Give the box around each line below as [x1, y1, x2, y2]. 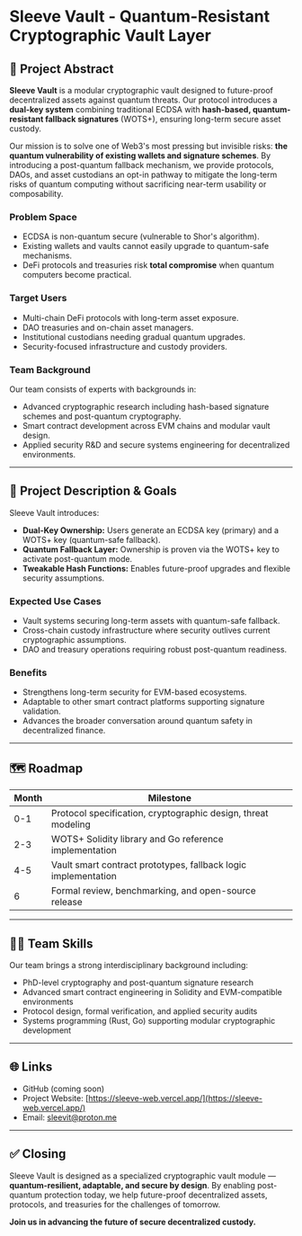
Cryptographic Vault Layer [9, 25, 211, 46]
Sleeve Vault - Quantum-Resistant [9, 6, 271, 27]
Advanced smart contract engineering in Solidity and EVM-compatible [22, 986, 283, 997]
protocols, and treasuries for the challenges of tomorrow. [9, 1198, 221, 1210]
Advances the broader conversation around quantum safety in [22, 716, 253, 726]
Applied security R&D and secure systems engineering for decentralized [22, 439, 290, 450]
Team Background [9, 363, 92, 376]
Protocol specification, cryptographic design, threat [50, 807, 269, 820]
